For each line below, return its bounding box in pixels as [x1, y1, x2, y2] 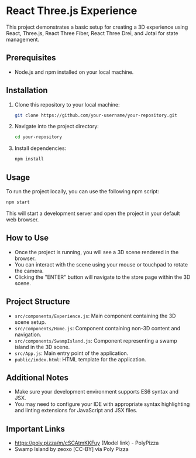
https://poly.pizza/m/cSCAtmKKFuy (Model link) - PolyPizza [14, 439, 159, 446]
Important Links [6, 423, 66, 434]
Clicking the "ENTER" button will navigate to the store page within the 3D [14, 274, 191, 281]
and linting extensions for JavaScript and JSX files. [14, 407, 137, 414]
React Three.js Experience [6, 4, 137, 18]
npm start [6, 199, 30, 205]
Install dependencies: [14, 145, 67, 152]
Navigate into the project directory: [14, 123, 99, 130]
